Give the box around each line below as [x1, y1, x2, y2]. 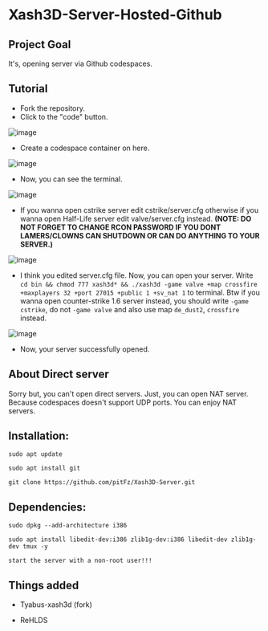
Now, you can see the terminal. [19, 174, 123, 184]
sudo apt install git [8, 464, 81, 473]
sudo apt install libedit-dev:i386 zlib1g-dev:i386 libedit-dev [8, 535, 228, 543]
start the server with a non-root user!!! [8, 556, 152, 565]
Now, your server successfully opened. [19, 344, 150, 354]
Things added [8, 578, 79, 592]
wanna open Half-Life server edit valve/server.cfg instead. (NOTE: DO [19, 214, 252, 223]
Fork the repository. [19, 103, 86, 113]
